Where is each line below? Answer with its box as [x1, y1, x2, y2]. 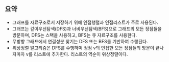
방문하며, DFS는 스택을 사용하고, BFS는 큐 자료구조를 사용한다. [12, 32, 137, 38]
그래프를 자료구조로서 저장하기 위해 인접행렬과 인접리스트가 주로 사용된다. [12, 19, 159, 25]
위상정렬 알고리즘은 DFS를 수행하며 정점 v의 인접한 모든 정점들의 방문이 [12, 45, 154, 51]
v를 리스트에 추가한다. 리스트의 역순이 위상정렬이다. [26, 51, 128, 57]
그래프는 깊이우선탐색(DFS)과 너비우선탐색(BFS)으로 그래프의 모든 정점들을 [12, 25, 162, 32]
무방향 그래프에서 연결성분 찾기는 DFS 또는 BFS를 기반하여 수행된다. [12, 38, 148, 44]
